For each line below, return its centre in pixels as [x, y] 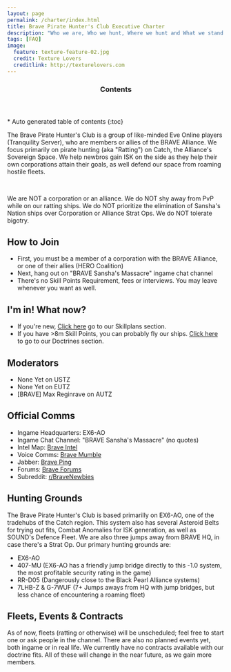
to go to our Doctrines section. [61, 341]
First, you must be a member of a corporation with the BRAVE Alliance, [117, 259]
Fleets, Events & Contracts [65, 616]
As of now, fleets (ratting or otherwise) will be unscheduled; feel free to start [115, 633]
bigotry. [18, 220]
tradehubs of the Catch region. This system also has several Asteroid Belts [113, 522]
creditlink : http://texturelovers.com [69, 65]
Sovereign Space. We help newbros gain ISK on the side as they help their [112, 157]
